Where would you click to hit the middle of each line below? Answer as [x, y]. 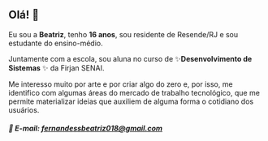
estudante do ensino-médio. [56, 43]
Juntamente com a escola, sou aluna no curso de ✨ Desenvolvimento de [130, 58]
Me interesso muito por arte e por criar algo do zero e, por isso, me [121, 84]
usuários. [24, 109]
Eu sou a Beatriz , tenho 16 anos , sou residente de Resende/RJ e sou [123, 34]
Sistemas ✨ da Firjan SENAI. [56, 68]
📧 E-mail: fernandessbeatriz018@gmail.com [86, 128]
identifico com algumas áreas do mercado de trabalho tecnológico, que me [134, 92]
